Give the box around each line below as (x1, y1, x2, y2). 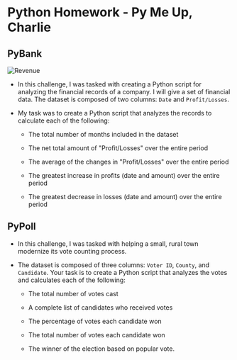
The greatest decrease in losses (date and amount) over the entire (28, 193, 222, 201)
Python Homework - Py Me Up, (7, 4, 193, 21)
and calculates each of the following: (17, 276, 126, 284)
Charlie (7, 19, 52, 35)
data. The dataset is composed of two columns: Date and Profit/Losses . (17, 95, 229, 103)
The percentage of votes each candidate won (28, 317, 162, 325)
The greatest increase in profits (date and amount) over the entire (28, 171, 220, 179)
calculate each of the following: (17, 116, 110, 125)
